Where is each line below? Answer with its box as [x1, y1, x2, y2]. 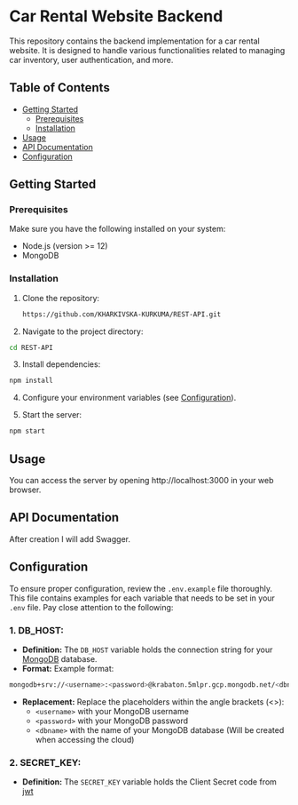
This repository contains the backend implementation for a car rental [9, 36, 260, 46]
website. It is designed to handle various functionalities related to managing [9, 44, 286, 55]
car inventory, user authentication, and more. [9, 54, 174, 65]
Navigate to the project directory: [21, 326, 144, 337]
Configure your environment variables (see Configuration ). [21, 393, 237, 403]
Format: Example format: [21, 663, 114, 673]
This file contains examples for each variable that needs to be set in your [9, 593, 275, 603]
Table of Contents [9, 80, 111, 95]
